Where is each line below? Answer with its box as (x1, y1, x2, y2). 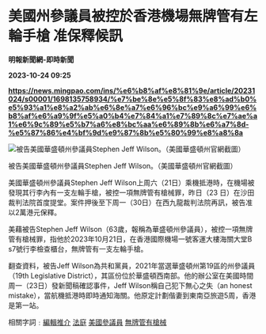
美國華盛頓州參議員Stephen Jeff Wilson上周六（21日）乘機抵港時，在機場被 (8, 177, 255, 187)
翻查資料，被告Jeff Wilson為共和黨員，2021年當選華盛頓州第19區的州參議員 (8, 260, 256, 270)
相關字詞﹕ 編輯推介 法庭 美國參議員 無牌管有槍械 (8, 317, 167, 327)
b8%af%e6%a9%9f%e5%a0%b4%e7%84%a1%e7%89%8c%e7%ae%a (8, 111, 258, 120)
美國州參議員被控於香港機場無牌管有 (8, 7, 245, 25)
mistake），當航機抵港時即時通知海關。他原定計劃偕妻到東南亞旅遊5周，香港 (8, 290, 256, 300)
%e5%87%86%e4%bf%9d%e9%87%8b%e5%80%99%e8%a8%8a (8, 127, 244, 137)
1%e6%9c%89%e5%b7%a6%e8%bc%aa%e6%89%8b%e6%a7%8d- (8, 120, 249, 129)
